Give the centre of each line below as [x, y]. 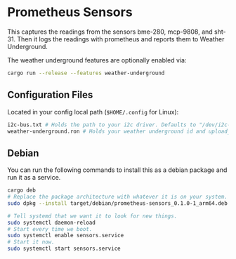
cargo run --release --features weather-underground [86, 73]
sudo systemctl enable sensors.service [66, 236]
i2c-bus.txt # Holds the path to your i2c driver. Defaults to [102, 125]
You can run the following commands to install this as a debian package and [117, 170]
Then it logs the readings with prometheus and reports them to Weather [121, 39]
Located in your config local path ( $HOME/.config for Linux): [93, 112]
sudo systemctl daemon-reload [52, 223]
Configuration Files [50, 95]
